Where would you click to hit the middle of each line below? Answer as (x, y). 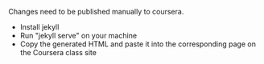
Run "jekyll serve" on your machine (78, 36)
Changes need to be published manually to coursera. (96, 12)
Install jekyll (39, 27)
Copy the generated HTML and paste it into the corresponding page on (138, 44)
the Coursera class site (58, 52)
